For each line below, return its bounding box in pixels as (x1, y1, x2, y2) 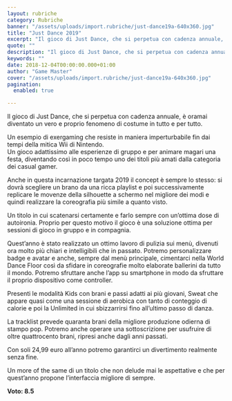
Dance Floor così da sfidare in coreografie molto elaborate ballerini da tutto (7, 261, 221, 270)
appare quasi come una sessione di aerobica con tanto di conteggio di (7, 297, 207, 305)
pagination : (7, 81, 41, 88)
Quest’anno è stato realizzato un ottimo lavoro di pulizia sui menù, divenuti (7, 239, 219, 248)
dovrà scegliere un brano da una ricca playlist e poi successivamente (7, 183, 204, 192)
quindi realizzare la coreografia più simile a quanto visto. (7, 198, 168, 206)
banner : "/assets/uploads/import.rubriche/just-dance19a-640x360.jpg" (7, 23, 215, 30)
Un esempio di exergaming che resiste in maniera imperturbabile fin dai (7, 133, 211, 142)
